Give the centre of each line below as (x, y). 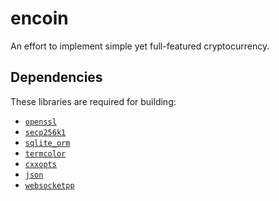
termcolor (45, 153)
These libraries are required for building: (93, 101)
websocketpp (49, 185)
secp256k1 (45, 132)
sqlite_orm (47, 143)
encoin (39, 18)
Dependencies (56, 77)
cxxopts (40, 164)
